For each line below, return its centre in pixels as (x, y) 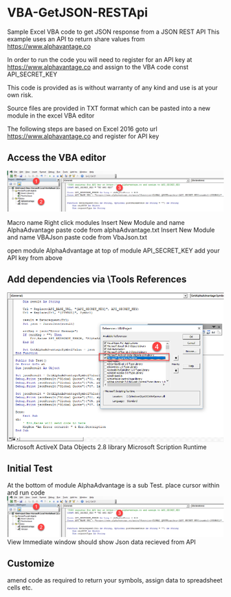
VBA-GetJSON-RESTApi (78, 13)
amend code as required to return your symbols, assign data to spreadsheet (115, 580)
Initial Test (30, 469)
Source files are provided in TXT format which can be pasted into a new (109, 108)
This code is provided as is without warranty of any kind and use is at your (112, 87)
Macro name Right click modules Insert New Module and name (96, 222)
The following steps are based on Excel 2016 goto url (82, 129)
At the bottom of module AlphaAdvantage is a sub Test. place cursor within (113, 485)
